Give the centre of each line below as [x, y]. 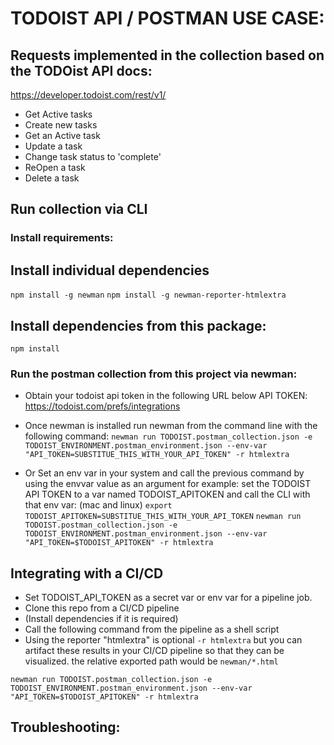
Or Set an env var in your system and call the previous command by [164, 473]
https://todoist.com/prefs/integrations [102, 406]
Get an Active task [62, 135]
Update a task [53, 146]
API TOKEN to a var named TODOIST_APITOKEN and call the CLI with [167, 494]
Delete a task [52, 178]
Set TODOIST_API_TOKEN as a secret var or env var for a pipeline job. [168, 598]
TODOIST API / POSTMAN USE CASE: [167, 18]
